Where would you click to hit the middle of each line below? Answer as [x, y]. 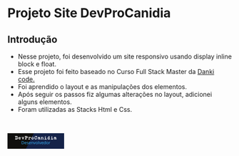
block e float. [37, 64]
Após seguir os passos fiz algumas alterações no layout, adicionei [115, 94]
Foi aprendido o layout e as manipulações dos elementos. [102, 87]
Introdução [32, 40]
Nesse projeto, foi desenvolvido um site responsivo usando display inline [124, 56]
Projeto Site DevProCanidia [89, 13]
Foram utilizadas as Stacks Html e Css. [75, 109]
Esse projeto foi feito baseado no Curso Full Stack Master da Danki [116, 72]
